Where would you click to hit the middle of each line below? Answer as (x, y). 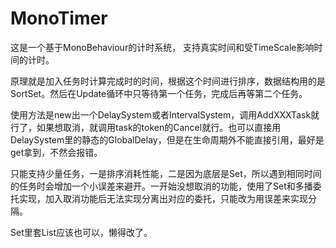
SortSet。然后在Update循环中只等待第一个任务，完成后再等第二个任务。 (159, 93)
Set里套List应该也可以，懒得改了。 (81, 232)
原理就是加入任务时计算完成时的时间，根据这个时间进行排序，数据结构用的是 (168, 81)
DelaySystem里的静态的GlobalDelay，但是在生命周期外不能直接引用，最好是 (167, 139)
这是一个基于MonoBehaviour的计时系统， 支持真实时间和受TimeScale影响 (162, 47)
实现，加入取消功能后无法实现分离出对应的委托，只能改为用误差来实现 (163, 198)
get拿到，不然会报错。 (56, 152)
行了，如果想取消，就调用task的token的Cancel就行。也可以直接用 (146, 127)
